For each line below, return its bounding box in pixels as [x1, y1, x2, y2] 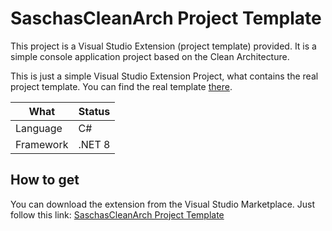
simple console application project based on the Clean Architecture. [10, 50, 290, 62]
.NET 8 [78, 137, 111, 151]
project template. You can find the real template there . [10, 80, 233, 92]
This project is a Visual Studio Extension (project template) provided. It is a [10, 40, 317, 52]
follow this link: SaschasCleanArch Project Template [10, 208, 225, 221]
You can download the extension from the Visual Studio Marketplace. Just [10, 198, 316, 210]
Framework [15, 137, 69, 151]
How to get [10, 172, 80, 189]
